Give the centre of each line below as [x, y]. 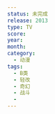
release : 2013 [28, 21]
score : [17, 34]
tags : [15, 67]
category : [22, 54]
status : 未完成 [28, 14]
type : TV [20, 27]
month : [17, 47]
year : [15, 40]
